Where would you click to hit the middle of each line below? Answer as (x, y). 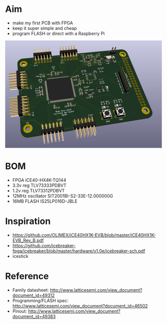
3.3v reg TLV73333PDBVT (39, 185)
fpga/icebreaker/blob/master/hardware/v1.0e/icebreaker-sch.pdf (79, 251)
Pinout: (20, 311)
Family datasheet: (31, 290)
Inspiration (28, 221)
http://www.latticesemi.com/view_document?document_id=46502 (80, 306)
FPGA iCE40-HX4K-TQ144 (39, 180)
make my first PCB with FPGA (42, 23)
